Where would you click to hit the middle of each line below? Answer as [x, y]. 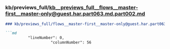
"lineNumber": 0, [46, 38]
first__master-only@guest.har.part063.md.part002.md [75, 13]
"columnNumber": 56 [71, 42]
